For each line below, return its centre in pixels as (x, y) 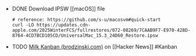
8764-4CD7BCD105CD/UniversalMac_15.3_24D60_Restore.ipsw (85, 36)
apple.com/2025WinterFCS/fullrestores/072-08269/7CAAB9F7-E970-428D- (101, 30)
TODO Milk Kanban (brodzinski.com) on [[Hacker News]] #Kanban (95, 47)
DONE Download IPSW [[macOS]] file (58, 9)
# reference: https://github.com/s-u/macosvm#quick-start (86, 20)
